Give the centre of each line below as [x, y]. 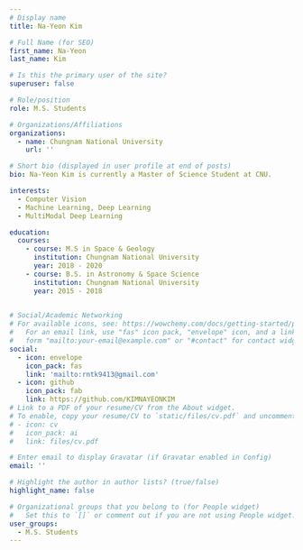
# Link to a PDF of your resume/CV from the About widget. [123, 408]
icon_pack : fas [54, 366]
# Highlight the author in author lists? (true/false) [115, 482]
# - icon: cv [34, 425]
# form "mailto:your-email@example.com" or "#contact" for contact [143, 341]
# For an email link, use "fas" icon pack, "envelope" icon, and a [143, 333]
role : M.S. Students [48, 108]
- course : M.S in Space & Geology [90, 249]
